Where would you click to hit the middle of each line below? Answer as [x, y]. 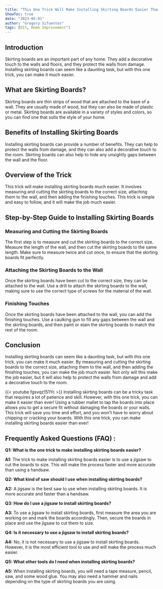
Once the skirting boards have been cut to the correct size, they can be [76, 281]
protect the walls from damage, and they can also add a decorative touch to [81, 149]
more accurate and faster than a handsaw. [47, 494]
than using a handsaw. [27, 470]
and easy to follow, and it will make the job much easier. [61, 202]
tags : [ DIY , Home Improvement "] [38, 28]
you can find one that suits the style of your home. [55, 117]
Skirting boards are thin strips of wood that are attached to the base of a [77, 101]
